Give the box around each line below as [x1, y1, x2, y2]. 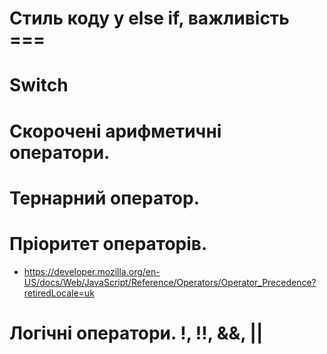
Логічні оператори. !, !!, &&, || [9, 322, 264, 344]
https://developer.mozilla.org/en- [23, 265, 161, 277]
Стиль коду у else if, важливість [9, 7, 290, 30]
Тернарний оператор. [9, 187, 200, 209]
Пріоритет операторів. [9, 232, 208, 255]
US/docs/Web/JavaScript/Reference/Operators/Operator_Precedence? [23, 276, 317, 288]
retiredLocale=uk [23, 287, 95, 299]
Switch [9, 74, 69, 97]
